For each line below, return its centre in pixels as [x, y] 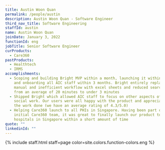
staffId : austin [22, 28]
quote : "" [15, 124]
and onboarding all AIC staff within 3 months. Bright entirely [81, 83]
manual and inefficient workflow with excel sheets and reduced [81, 87]
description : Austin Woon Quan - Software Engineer [59, 19]
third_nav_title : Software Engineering [46, 23]
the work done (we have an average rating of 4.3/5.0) [71, 106]
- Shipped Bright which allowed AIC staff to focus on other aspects [82, 96]
